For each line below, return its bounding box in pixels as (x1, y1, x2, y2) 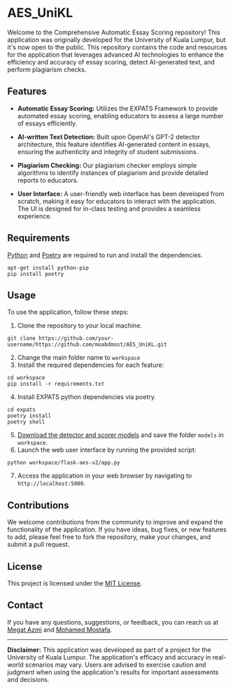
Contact (7, 599, 43, 611)
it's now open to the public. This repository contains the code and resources (7, 43, 227, 51)
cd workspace (7, 375, 45, 382)
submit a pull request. (7, 541, 70, 549)
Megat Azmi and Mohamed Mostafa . (7, 625, 113, 634)
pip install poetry (7, 270, 64, 277)
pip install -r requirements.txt (7, 380, 105, 388)
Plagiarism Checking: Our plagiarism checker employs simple (17, 161, 197, 169)
